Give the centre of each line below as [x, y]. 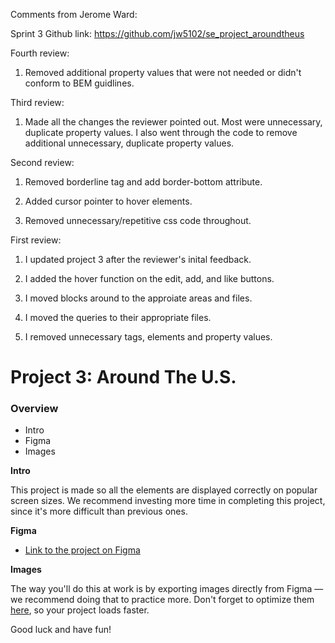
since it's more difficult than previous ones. [99, 511]
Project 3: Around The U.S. [123, 377]
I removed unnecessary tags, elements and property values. [148, 337]
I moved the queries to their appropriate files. [118, 317]
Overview [34, 409]
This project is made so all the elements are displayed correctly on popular [164, 490]
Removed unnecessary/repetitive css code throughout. [138, 220]
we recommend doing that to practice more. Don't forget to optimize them [162, 600]
